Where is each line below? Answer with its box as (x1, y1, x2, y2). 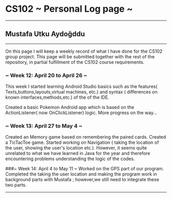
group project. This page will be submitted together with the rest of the (5, 53, 155, 59)
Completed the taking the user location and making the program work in (5, 171, 157, 177)
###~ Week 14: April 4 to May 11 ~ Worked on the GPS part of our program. (5, 166, 164, 172)
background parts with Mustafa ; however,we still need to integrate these (5, 177, 160, 183)
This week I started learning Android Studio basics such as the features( (5, 83, 158, 90)
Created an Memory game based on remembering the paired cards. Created (5, 134, 166, 140)
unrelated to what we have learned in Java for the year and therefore (5, 150, 150, 157)
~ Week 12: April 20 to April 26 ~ (5, 72, 88, 79)
